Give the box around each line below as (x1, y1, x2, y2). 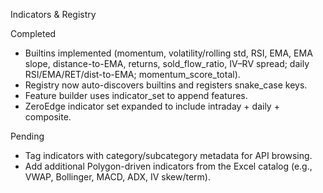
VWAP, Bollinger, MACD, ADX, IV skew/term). (24, 171, 211, 183)
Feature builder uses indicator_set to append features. (24, 90, 248, 101)
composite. (24, 111, 72, 123)
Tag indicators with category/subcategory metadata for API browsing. (24, 150, 313, 161)
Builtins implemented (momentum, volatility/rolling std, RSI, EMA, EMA (24, 47, 313, 59)
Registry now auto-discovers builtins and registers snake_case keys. (24, 79, 308, 91)
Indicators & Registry (10, 9, 97, 20)
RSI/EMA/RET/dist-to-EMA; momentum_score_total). (24, 69, 241, 80)
